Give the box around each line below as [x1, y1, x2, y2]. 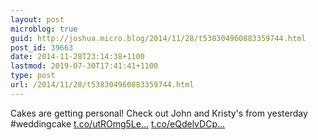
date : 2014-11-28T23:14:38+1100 [10, 52, 145, 62]
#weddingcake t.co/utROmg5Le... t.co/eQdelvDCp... [10, 117, 226, 130]
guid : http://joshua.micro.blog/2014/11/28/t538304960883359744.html [10, 33, 307, 43]
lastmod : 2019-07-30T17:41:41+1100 [10, 61, 159, 71]
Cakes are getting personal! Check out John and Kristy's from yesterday [10, 107, 308, 119]
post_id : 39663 [10, 42, 74, 53]
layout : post [10, 14, 65, 25]
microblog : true [10, 24, 78, 34]
